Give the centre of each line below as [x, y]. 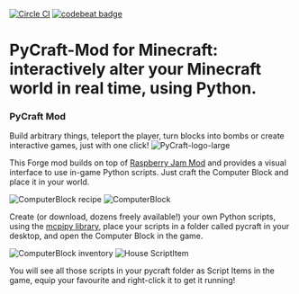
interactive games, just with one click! [79, 146]
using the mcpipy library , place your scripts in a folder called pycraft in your [149, 227]
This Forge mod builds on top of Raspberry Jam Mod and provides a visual [148, 163]
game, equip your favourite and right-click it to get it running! [122, 281]
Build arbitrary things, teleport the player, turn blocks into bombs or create [147, 136]
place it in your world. [50, 182]
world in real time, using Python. [133, 89]
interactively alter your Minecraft [136, 70]
